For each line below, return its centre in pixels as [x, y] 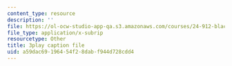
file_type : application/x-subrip [55, 33]
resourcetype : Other [37, 39]
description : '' [30, 20]
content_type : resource [41, 13]
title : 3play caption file [46, 45]
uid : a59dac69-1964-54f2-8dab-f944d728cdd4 [71, 52]
